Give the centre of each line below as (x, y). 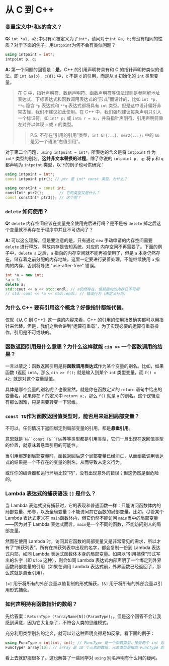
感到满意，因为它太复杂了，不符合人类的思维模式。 (58, 622)
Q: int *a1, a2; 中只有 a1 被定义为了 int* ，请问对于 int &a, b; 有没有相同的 (82, 39)
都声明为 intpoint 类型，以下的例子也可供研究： (55, 165)
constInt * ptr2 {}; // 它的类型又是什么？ (53, 193)
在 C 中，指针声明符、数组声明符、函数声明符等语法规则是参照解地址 (89, 93)
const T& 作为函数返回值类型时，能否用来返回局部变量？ (72, 416)
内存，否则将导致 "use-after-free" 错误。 (56, 265)
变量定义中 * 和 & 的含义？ (34, 27)
